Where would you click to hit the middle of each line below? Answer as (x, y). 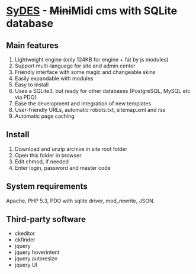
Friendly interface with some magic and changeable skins (85, 72)
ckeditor (25, 233)
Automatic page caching (45, 116)
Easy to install (32, 85)
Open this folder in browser (48, 155)
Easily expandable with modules (54, 78)
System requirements (47, 187)
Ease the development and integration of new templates (83, 104)
